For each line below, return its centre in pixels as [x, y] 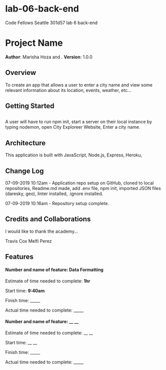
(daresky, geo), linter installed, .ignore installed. [54, 194]
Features [19, 257]
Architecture [26, 143]
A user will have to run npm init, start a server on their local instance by [79, 122]
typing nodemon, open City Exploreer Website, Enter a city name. [73, 127]
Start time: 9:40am [25, 291]
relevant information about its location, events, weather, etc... [68, 90]
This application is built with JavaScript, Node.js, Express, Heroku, [74, 155]
